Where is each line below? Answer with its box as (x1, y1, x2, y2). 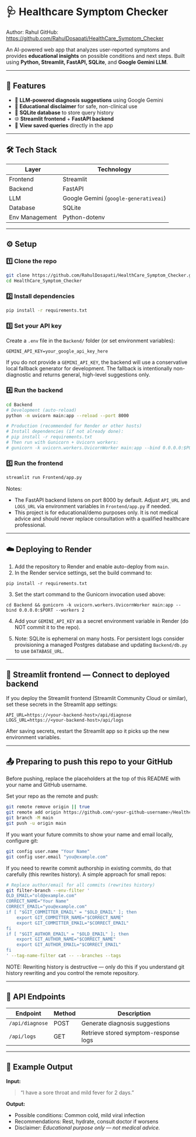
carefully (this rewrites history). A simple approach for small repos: (6, 870, 167, 878)
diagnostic (6, 371, 32, 378)
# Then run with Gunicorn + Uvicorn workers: (6, 440, 118, 446)
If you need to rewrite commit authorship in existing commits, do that (6, 864, 171, 871)
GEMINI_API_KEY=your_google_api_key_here (6, 349, 108, 354)
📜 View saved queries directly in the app (14, 122, 114, 129)
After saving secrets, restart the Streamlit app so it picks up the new (6, 727, 170, 735)
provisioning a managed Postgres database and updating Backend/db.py (14, 641, 188, 648)
